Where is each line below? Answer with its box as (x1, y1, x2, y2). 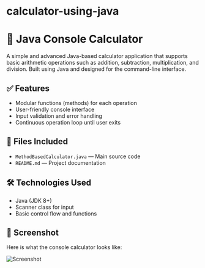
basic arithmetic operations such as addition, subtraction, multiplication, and (6, 59, 199, 67)
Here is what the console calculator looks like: (6, 244, 122, 251)
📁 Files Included (6, 136, 69, 147)
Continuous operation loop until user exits (15, 118, 121, 126)
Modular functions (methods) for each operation (15, 99, 138, 106)
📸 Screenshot (6, 227, 59, 237)
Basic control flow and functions (15, 209, 97, 217)
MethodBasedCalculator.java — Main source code (15, 153, 141, 160)
